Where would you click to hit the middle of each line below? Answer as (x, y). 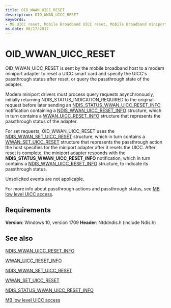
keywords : (16, 19)
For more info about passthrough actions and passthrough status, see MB (82, 189)
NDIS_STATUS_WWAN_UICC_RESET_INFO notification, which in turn (78, 158)
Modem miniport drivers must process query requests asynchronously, (80, 94)
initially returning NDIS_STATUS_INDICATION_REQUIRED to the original (79, 100)
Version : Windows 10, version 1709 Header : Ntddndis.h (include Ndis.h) (81, 222)
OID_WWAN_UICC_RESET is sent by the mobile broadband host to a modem (85, 68)
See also (19, 239)
